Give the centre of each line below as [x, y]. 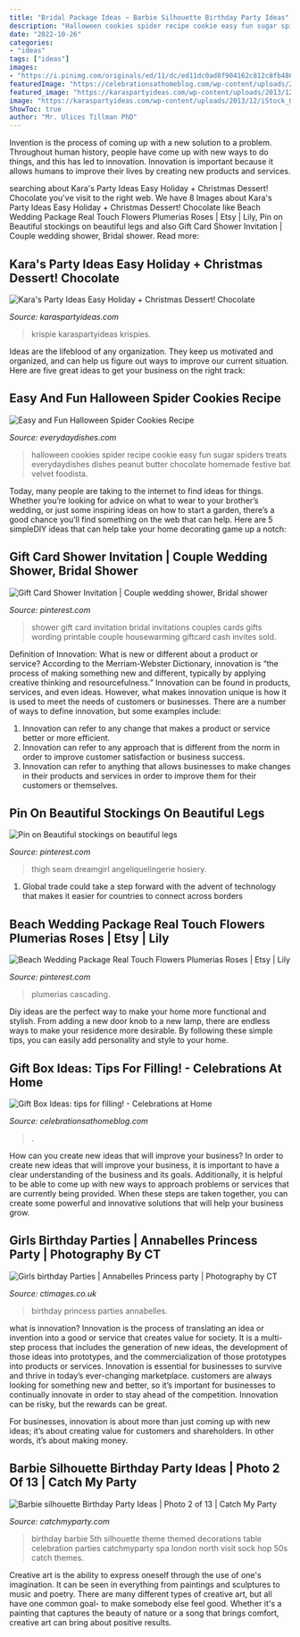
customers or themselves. [70, 785]
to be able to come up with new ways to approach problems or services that [150, 1184]
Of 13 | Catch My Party [73, 1483]
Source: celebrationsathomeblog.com [79, 1121]
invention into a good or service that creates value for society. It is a [134, 1338]
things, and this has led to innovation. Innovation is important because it [142, 162]
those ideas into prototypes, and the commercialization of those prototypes [148, 1356]
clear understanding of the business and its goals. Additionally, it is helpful [146, 1175]
